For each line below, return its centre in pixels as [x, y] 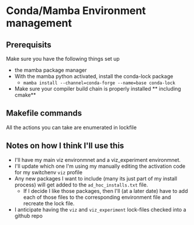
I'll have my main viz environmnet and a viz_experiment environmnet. [98, 160]
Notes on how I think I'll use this [65, 146]
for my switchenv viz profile [49, 172]
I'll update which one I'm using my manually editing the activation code [100, 166]
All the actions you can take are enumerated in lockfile [72, 127]
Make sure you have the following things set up [63, 59]
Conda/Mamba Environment [76, 11]
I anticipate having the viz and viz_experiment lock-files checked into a [100, 209]
